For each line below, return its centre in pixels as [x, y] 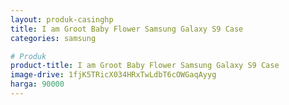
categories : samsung [53, 38]
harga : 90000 [37, 84]
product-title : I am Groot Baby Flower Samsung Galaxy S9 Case [145, 66]
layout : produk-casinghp [62, 19]
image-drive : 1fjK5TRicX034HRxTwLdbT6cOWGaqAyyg [113, 75]
